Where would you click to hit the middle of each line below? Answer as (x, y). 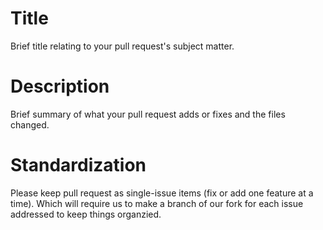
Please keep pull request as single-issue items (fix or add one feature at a (162, 193)
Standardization (78, 165)
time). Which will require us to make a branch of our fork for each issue (157, 203)
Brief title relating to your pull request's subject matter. (122, 46)
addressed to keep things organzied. (86, 214)
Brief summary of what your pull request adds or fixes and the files (148, 114)
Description (60, 86)
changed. (30, 124)
